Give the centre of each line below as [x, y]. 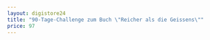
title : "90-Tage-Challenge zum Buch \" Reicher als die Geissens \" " [106, 20]
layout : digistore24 [37, 13]
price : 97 [21, 26]
